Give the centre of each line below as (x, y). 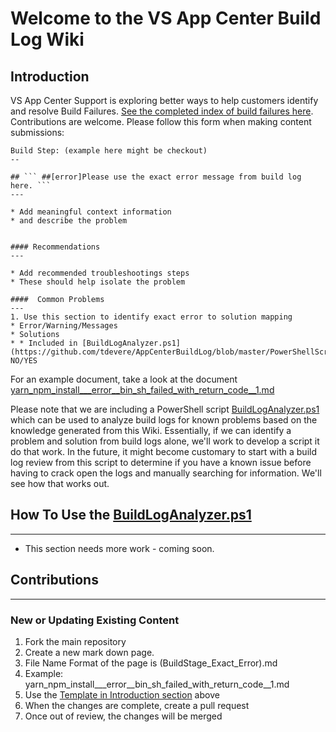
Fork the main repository (75, 641)
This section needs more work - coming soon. (119, 548)
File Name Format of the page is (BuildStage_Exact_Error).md (151, 663)
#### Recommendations (55, 247)
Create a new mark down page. (89, 652)
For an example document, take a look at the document (124, 379)
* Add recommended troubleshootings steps (100, 273)
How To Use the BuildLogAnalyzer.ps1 (131, 515)
